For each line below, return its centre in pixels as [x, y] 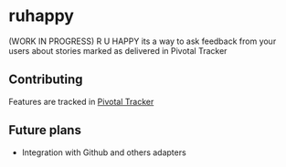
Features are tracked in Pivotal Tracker [81, 101]
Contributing [46, 80]
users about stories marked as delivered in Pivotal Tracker [118, 50]
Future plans [45, 130]
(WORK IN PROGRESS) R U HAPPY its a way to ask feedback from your [143, 41]
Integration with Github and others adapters [104, 152]
